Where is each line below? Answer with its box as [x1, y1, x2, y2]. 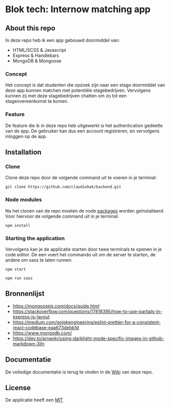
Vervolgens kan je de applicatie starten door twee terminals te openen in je [5, 246, 162, 252]
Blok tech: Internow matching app [5, 4, 151, 15]
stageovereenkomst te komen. [5, 98, 69, 105]
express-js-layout [12, 314, 50, 320]
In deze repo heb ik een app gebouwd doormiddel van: [5, 37, 120, 43]
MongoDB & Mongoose [12, 58, 62, 64]
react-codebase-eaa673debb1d [12, 324, 80, 330]
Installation [5, 148, 42, 156]
